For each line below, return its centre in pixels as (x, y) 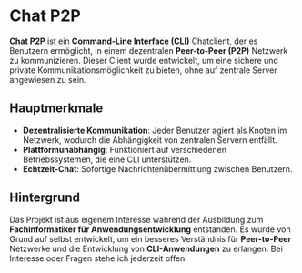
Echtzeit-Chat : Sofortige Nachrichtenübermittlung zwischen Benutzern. (157, 168)
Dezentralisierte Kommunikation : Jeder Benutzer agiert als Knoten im (155, 130)
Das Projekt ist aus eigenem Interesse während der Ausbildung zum (136, 219)
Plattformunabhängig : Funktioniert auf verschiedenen (125, 149)
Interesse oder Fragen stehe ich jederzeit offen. (99, 258)
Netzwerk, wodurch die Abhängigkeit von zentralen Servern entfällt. (150, 140)
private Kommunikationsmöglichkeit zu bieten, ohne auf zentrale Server (143, 70)
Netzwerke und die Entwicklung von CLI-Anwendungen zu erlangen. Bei (146, 248)
